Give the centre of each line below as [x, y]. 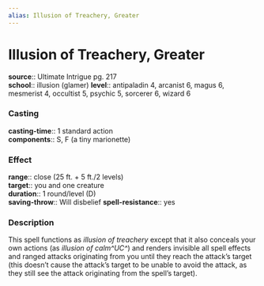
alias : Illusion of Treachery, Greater [74, 15]
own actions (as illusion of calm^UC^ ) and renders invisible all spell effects [130, 248]
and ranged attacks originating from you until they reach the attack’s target [130, 257]
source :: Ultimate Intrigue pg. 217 [62, 77]
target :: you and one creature [56, 186]
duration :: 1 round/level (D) [52, 194]
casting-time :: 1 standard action [60, 130]
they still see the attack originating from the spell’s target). [103, 273]
